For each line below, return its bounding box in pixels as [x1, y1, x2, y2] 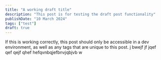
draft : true [5, 26, 30, 30]
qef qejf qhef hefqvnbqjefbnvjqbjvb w [5, 50, 82, 56]
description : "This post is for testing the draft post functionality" [5, 12, 156, 17]
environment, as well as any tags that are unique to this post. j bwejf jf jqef [5, 44, 157, 50]
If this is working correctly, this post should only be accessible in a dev [5, 39, 149, 45]
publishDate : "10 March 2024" [5, 16, 68, 21]
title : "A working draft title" [5, 7, 72, 12]
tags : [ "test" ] [5, 21, 37, 26]
